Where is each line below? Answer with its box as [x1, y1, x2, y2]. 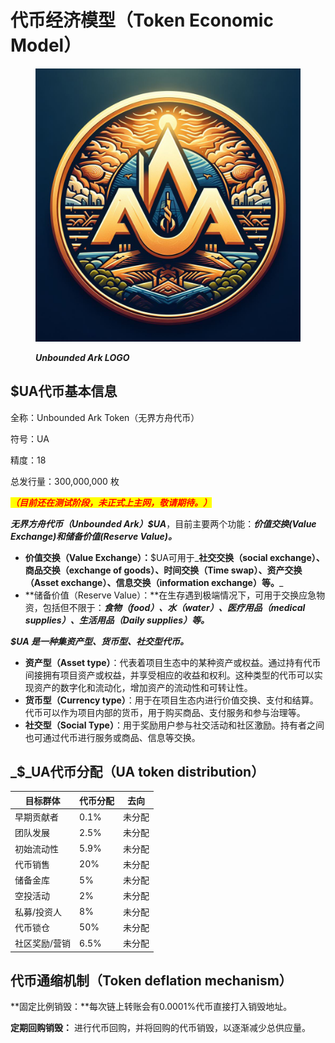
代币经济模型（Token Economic [10, 9, 274, 32]
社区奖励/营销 [14, 937, 72, 950]
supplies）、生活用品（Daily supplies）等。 [24, 614, 210, 626]
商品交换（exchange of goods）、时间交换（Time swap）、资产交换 [24, 564, 303, 576]
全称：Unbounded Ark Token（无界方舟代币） [10, 411, 200, 423]
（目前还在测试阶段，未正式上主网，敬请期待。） [10, 496, 212, 508]
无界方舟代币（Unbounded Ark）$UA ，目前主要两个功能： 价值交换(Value [10, 517, 317, 530]
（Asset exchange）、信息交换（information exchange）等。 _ [24, 576, 284, 588]
